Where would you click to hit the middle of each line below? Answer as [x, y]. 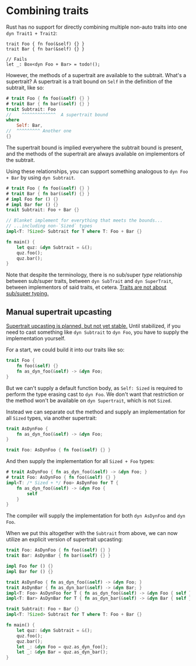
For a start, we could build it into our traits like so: [65, 350]
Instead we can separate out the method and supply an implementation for [96, 412]
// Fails [17, 59]
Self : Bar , [30, 126]
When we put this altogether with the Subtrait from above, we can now [92, 533]
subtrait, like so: [25, 87]
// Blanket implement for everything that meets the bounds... [85, 220]
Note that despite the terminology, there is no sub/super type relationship [94, 275]
